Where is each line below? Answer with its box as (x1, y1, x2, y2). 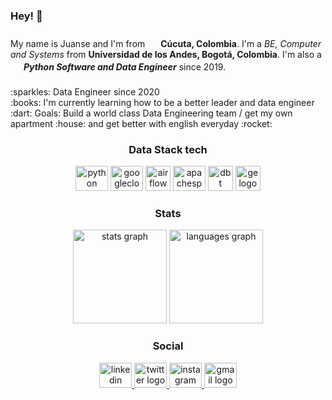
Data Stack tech (128, 142, 208, 156)
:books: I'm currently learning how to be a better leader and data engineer (10, 96, 315, 108)
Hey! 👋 (10, 9, 43, 23)
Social (152, 339, 184, 353)
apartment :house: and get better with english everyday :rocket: (10, 117, 273, 129)
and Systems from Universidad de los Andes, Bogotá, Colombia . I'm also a (10, 48, 322, 60)
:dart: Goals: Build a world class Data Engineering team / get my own (10, 107, 293, 119)
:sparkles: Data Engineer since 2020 (10, 85, 160, 98)
